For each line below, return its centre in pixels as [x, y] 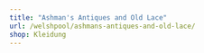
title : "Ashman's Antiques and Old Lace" [88, 18]
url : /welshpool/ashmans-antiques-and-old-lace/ [102, 26]
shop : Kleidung [38, 34]
